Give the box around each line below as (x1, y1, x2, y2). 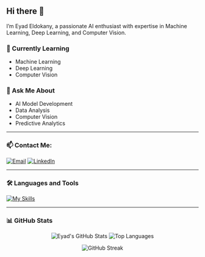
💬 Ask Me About (6, 86, 55, 95)
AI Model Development (15, 100, 73, 108)
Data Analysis (15, 106, 50, 114)
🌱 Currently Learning (6, 44, 70, 53)
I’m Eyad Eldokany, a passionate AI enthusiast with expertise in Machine (6, 22, 187, 29)
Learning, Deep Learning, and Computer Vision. (6, 29, 126, 36)
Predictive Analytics (15, 120, 66, 127)
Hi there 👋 (6, 6, 45, 17)
